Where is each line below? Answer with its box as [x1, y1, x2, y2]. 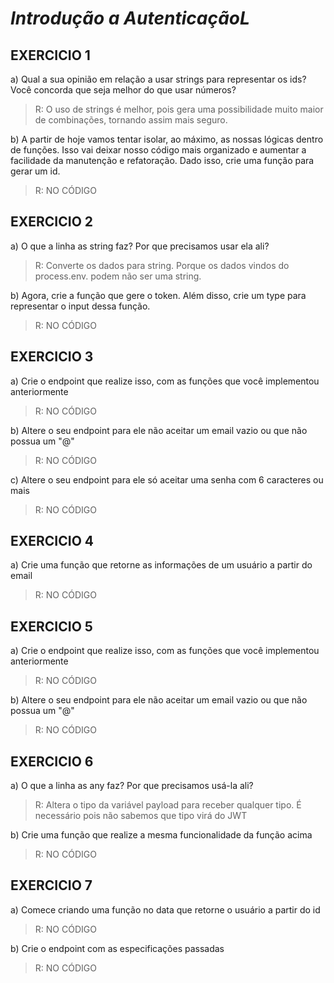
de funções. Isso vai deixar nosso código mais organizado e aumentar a [10, 144, 307, 156]
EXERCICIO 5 [10, 618, 93, 635]
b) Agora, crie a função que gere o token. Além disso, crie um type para [10, 289, 307, 301]
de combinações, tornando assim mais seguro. [34, 114, 228, 126]
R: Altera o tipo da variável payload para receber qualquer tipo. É [34, 799, 302, 811]
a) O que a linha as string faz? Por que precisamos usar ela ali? [10, 240, 270, 252]
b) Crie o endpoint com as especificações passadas [10, 942, 225, 954]
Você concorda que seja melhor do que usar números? [10, 84, 237, 96]
